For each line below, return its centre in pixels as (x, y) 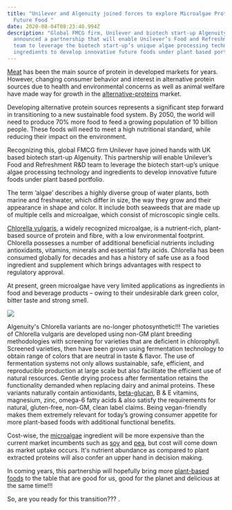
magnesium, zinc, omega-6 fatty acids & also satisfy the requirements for (112, 400)
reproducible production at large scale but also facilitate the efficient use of (114, 370)
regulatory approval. (36, 272)
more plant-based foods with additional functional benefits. (91, 422)
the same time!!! (30, 485)
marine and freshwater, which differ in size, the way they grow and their (109, 200)
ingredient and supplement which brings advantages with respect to (104, 265)
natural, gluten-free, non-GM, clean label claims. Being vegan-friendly (107, 407)
